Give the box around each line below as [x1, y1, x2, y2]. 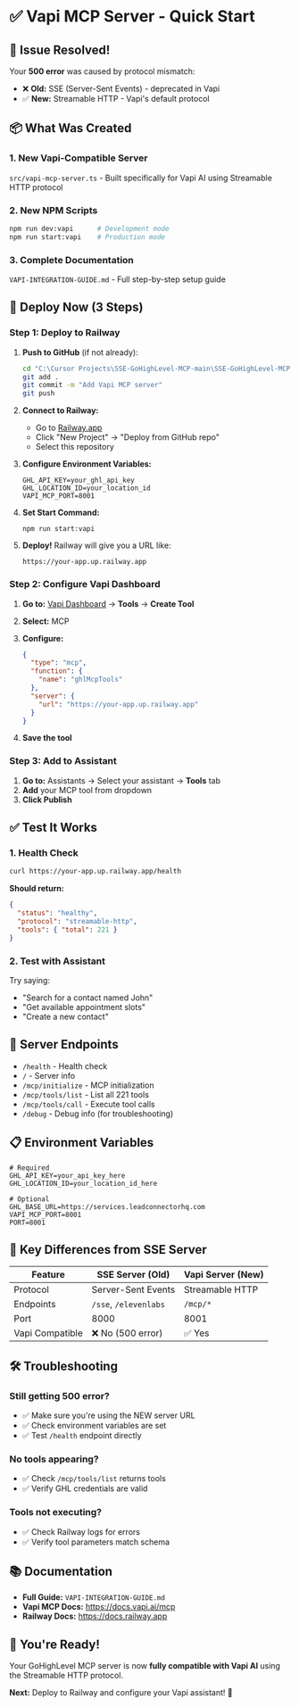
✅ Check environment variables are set [21, 1421, 167, 1431]
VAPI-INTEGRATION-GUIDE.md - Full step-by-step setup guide [9, 274, 226, 285]
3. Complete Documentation [9, 253, 134, 266]
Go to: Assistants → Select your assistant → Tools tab [21, 775, 221, 786]
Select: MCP [21, 616, 70, 626]
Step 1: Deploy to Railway [9, 327, 120, 339]
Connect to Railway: [21, 405, 99, 416]
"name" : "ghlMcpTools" [38, 675, 123, 684]
